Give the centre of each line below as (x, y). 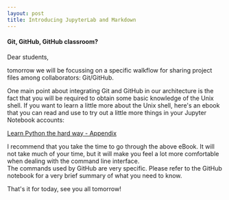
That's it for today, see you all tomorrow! (64, 188)
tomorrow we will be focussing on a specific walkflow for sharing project (110, 70)
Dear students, (28, 57)
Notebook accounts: (36, 120)
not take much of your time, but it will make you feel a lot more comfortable (113, 153)
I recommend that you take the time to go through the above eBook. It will (111, 146)
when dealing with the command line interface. (73, 161)
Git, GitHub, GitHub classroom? (52, 42)
